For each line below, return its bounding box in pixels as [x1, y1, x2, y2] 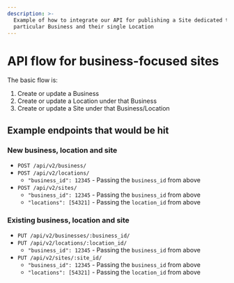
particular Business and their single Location [13, 23, 155, 30]
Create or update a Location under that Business [17, 97, 157, 105]
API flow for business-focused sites [7, 53, 219, 69]
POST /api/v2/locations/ [17, 170, 90, 177]
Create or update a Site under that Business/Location [17, 104, 171, 113]
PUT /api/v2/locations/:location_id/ [17, 240, 127, 247]
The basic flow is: [7, 76, 58, 84]
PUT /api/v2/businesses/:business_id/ [17, 232, 130, 240]
